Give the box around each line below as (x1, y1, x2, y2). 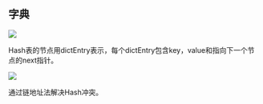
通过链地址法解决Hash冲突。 (8, 87, 103, 97)
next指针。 (22, 55, 59, 65)
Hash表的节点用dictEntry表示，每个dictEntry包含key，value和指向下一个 (8, 45, 248, 54)
